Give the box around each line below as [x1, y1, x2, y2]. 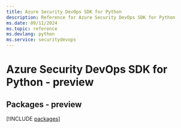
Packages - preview [6, 99, 82, 109]
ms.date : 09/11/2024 [6, 20, 58, 26]
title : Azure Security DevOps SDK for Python [6, 8, 122, 15]
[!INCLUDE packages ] [6, 115, 61, 122]
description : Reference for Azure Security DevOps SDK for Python [6, 14, 176, 20]
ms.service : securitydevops [6, 37, 77, 43]
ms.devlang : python [6, 31, 55, 37]
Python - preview [6, 76, 94, 89]
